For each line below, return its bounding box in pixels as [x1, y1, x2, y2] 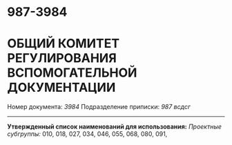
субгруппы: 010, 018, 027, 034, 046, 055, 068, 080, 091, [7, 130, 168, 138]
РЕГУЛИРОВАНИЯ [7, 50, 117, 66]
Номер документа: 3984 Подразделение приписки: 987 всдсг [7, 103, 191, 111]
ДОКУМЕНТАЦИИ [7, 80, 116, 95]
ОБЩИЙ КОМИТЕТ [7, 36, 119, 52]
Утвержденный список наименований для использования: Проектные [7, 122, 222, 131]
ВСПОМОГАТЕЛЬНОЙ [7, 65, 137, 81]
